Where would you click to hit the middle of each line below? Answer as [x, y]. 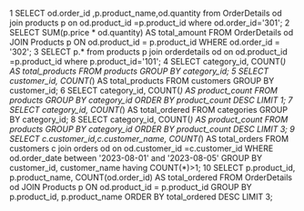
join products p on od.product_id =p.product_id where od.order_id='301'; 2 [150, 23]
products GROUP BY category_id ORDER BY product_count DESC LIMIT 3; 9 [152, 129]
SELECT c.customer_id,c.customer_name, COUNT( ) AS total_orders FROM [149, 139]
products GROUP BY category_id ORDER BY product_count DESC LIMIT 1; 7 [151, 100]
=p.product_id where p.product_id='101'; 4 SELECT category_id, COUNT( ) [148, 61]
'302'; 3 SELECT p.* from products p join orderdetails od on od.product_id [149, 52]
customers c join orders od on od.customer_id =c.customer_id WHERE [142, 148]
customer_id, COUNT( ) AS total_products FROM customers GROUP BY [142, 80]
